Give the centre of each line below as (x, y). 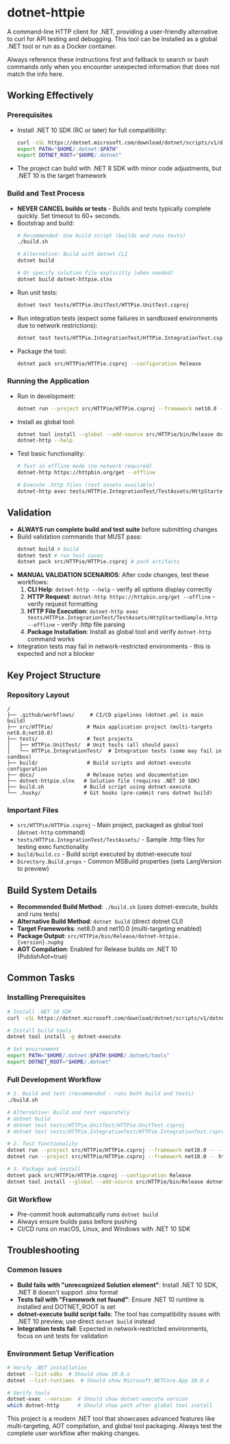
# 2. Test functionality (42, 1144)
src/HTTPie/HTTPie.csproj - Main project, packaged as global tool (110, 825)
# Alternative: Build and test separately (68, 1112)
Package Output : (41, 936)
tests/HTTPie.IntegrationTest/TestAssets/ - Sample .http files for (111, 840)
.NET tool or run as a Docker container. (62, 46)
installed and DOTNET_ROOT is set (66, 1306)
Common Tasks (41, 978)
